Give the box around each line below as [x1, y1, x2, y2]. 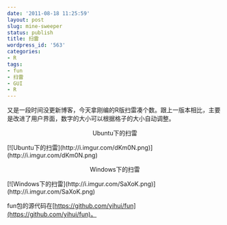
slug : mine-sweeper [7, 23, 63, 29]
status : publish [7, 29, 53, 36]
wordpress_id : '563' [7, 42, 66, 49]
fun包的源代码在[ [7, 202, 55, 210]
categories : [7, 49, 41, 55]
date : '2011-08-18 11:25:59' [7, 10, 90, 17]
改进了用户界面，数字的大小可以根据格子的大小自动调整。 [12, 114, 175, 123]
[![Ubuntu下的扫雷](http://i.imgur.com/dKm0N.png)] [7, 144, 153, 152]
